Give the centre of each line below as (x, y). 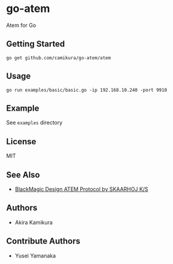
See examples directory (34, 123)
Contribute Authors (43, 241)
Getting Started (36, 44)
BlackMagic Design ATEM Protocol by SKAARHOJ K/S (81, 189)
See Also (23, 175)
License (21, 142)
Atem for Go (21, 25)
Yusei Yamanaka (35, 256)
